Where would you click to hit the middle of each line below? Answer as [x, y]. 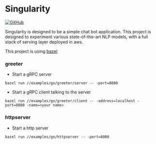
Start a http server [30, 128]
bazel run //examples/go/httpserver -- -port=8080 [57, 137]
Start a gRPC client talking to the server [51, 92]
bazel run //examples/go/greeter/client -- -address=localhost [70, 101]
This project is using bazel [31, 51]
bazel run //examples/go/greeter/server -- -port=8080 [62, 83]
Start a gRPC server [32, 74]
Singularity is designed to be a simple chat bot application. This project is [78, 31]
